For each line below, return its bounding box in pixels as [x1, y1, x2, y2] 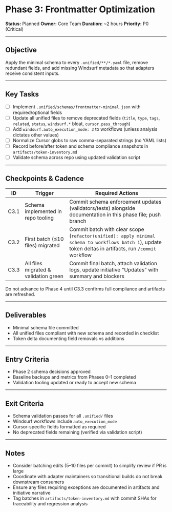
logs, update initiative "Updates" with [69, 266, 159, 273]
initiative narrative [12, 490, 51, 496]
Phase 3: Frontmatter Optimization [5, 4, 155, 15]
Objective [5, 46, 37, 54]
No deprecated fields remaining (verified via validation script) [12, 429, 142, 436]
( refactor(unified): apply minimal [69, 232, 156, 239]
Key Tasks [5, 90, 39, 99]
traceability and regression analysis [12, 501, 88, 506]
